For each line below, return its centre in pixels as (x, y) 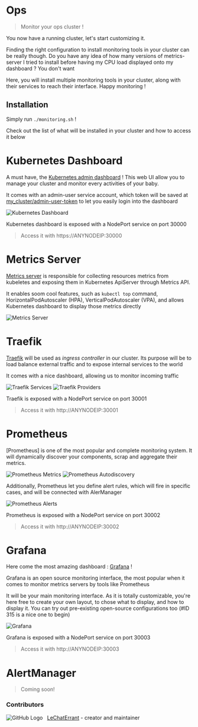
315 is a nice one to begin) (38, 615)
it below (16, 137)
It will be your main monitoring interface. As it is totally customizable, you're (98, 596)
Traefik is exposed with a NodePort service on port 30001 (77, 398)
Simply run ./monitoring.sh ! (41, 119)
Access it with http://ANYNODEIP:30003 (70, 649)
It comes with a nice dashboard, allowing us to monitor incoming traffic (92, 376)
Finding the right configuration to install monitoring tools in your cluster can (98, 49)
